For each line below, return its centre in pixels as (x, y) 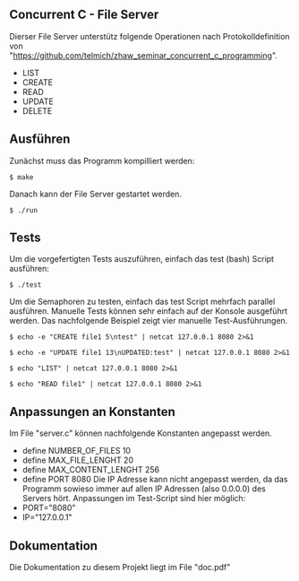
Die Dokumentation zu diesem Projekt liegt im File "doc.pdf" (120, 568)
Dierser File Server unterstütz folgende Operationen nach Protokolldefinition (149, 36)
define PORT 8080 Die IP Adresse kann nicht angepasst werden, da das (155, 480)
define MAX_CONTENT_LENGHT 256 (90, 470)
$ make (21, 177)
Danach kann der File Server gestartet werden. (95, 194)
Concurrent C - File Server (84, 15)
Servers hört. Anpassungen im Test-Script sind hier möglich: (134, 499)
